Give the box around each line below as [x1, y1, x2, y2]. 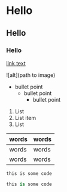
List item [14, 114, 36, 121]
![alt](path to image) [6, 71, 56, 79]
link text [6, 59, 26, 67]
